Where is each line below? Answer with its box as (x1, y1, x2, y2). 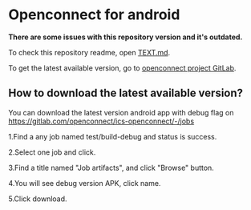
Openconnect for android (8, 6, 180, 24)
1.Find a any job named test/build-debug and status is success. (8, 131, 217, 141)
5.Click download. (8, 194, 67, 204)
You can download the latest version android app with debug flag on (8, 107, 234, 117)
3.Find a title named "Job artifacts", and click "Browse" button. (8, 163, 214, 172)
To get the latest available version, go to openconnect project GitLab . (8, 63, 237, 73)
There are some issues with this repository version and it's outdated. (8, 32, 243, 42)
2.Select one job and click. (8, 147, 96, 157)
